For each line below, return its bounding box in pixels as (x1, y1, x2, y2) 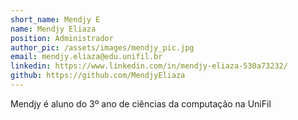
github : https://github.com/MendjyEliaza (10, 71, 186, 81)
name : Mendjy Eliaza (10, 24, 97, 34)
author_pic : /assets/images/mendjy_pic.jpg (10, 42, 195, 53)
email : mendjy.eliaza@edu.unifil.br (10, 52, 163, 62)
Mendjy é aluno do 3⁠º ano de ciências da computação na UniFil (10, 97, 272, 110)
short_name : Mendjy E (10, 14, 101, 25)
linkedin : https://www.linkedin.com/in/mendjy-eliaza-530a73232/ (10, 61, 288, 71)
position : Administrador (10, 33, 114, 43)
